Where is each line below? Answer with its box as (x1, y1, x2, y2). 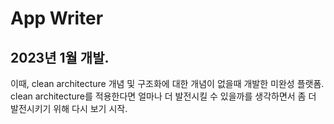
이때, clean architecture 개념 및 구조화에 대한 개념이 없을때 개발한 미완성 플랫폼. (10, 78, 325, 89)
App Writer (10, 7, 104, 30)
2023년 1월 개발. (10, 49, 110, 66)
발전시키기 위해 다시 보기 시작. (10, 103, 128, 114)
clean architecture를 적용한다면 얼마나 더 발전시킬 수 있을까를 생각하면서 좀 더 (10, 90, 317, 102)
